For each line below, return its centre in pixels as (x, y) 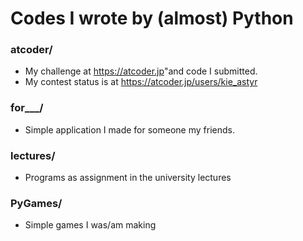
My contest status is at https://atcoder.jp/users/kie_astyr (141, 82)
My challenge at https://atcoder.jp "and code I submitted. (141, 71)
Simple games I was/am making (90, 225)
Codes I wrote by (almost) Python (152, 18)
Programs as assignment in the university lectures (128, 178)
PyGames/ (36, 203)
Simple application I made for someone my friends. (129, 129)
